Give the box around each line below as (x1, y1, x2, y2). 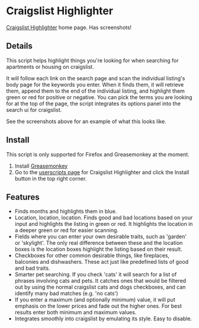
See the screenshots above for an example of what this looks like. (6, 118, 167, 125)
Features (6, 192, 40, 202)
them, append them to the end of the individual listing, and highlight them (6, 87, 185, 94)
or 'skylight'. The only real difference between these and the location (14, 239, 183, 247)
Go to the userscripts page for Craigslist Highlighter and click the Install (14, 168, 190, 176)
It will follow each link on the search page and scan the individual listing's (6, 74, 185, 81)
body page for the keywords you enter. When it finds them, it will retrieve (6, 81, 184, 88)
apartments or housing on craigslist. (6, 63, 94, 70)
